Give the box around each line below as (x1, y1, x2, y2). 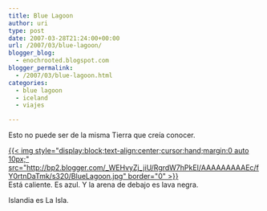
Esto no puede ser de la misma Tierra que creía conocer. (8, 130, 196, 140)
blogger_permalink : (8, 64, 74, 72)
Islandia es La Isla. (8, 196, 70, 205)
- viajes (15, 101, 45, 109)
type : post (8, 26, 45, 34)
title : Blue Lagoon (8, 11, 74, 20)
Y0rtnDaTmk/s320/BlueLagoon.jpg (8, 172, 123, 181)
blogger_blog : (8, 49, 56, 57)
